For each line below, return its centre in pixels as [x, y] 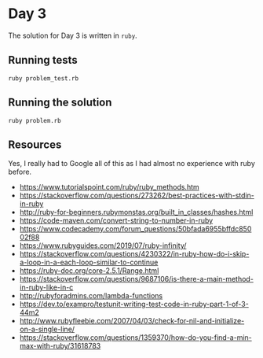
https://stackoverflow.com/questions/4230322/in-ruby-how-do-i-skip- [134, 254]
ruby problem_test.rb [44, 78]
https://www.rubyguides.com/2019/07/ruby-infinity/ [103, 245]
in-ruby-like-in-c [46, 287]
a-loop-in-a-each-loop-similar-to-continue [89, 262]
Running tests [43, 60]
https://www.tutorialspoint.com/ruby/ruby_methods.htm [109, 187]
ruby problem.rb [35, 120]
